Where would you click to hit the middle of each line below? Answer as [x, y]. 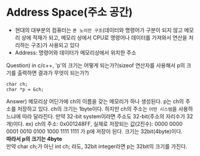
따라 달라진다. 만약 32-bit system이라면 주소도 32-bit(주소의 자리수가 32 [107, 116]
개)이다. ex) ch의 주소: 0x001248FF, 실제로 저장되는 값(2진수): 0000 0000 [94, 124]
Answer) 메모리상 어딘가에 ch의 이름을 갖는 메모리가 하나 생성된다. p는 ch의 [95, 101]
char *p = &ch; [25, 89]
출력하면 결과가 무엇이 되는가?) [53, 73]
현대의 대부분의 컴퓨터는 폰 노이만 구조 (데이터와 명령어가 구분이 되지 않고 [99, 30]
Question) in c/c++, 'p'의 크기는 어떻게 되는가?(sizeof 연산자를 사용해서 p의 [96, 65]
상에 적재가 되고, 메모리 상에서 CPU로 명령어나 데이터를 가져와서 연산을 [104, 37]
